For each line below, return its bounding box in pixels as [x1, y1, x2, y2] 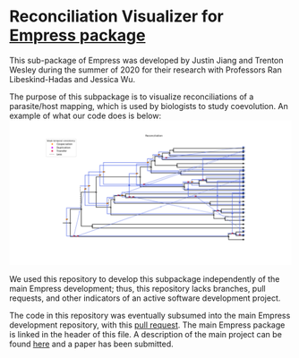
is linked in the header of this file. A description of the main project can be [9, 328, 282, 339]
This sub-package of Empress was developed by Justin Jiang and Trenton [9, 55, 284, 65]
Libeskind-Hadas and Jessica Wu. [9, 73, 136, 84]
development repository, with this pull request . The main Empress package [9, 320, 286, 330]
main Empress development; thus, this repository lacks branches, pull [9, 283, 266, 294]
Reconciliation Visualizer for [9, 6, 224, 27]
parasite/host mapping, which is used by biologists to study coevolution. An [9, 100, 288, 111]
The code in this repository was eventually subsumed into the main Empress [9, 310, 291, 320]
